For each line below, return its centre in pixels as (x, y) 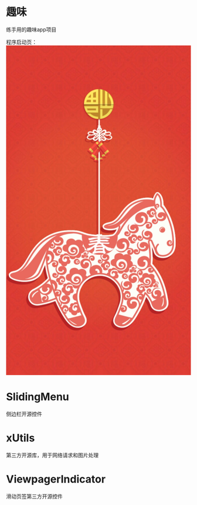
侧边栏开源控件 (24, 414)
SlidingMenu (38, 397)
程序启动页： (21, 42)
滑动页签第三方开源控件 (34, 496)
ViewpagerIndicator (56, 479)
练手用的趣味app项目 (31, 29)
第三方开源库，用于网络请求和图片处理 (52, 455)
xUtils (21, 438)
